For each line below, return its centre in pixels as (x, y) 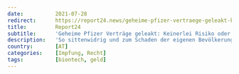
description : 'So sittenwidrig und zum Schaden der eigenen (101, 40)
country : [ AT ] (38, 47)
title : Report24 (44, 27)
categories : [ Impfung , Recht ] (57, 54)
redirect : (22, 20)
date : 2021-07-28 (47, 14)
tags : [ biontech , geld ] (57, 60)
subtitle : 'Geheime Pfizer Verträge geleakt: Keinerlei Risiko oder (119, 33)
